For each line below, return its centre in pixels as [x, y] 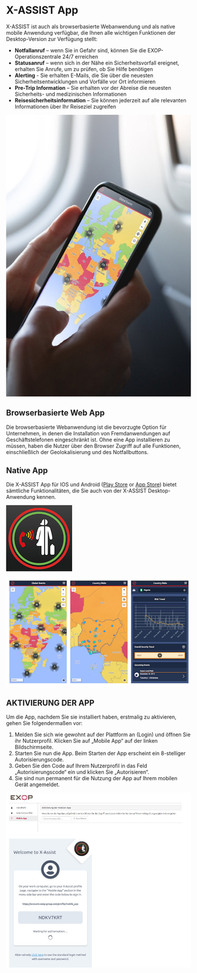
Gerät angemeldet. [37, 784]
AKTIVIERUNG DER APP [50, 703]
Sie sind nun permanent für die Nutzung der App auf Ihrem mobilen [96, 779]
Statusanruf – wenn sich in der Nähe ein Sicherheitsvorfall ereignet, [97, 63]
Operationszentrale [38, 56]
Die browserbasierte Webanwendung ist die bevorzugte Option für [86, 427]
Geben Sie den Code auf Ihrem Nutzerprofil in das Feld [81, 766]
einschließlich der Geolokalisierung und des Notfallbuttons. [77, 452]
